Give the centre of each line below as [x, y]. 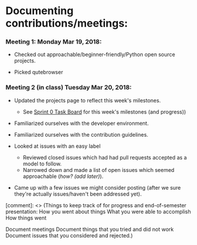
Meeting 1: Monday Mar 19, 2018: [54, 42]
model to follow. [42, 164]
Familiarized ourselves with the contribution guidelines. [81, 134]
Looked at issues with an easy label [57, 146]
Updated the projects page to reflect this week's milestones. [87, 100]
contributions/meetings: [67, 23]
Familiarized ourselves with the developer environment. [81, 123]
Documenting [40, 11]
